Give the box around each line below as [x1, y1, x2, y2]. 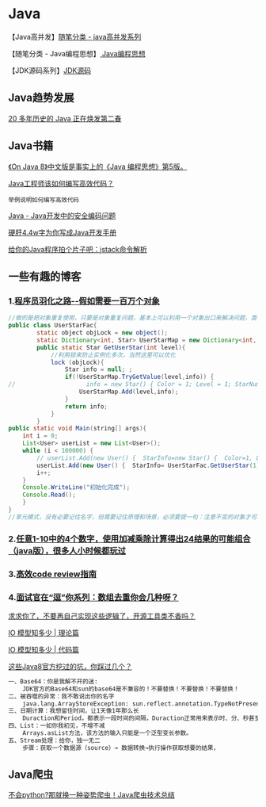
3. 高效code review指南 [8, 568, 97, 579]
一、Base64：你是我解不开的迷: [8, 677, 98, 686]
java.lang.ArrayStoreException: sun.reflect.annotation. [22, 699, 215, 708]
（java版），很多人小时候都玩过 [8, 545, 127, 556]
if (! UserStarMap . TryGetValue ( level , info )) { [64, 373, 215, 381]
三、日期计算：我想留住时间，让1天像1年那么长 [8, 707, 140, 715]
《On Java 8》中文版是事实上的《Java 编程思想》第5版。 [8, 162, 188, 171]
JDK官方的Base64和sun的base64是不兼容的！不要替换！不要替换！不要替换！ [22, 685, 240, 693]
